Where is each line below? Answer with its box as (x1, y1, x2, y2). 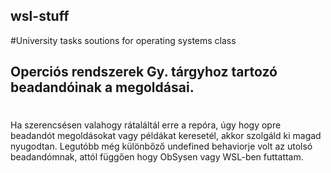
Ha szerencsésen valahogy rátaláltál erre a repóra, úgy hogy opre (10, 119, 282, 131)
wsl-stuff (10, 8, 70, 25)
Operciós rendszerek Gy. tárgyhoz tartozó (10, 64, 278, 81)
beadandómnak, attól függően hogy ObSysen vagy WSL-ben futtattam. (10, 151, 304, 163)
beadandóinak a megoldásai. (10, 79, 195, 96)
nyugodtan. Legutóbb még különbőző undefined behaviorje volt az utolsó (10, 140, 313, 153)
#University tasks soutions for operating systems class (10, 34, 237, 46)
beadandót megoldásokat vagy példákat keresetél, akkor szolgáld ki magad (10, 130, 322, 142)
